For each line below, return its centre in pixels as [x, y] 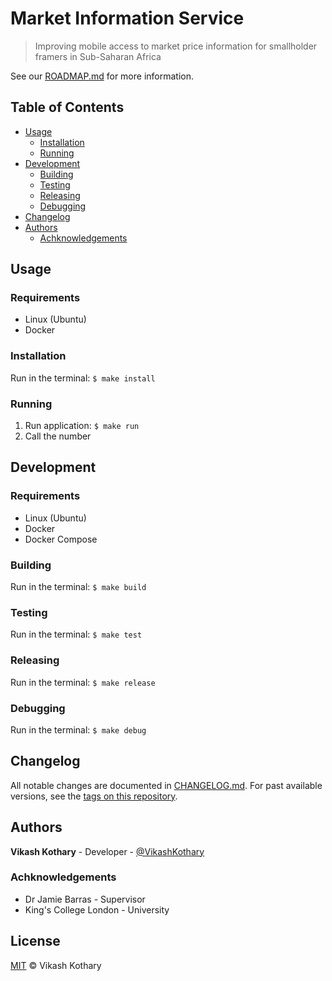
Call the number [58, 436]
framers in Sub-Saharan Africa [98, 56]
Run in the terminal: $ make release [83, 682]
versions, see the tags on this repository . [94, 796]
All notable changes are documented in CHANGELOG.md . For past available [166, 785]
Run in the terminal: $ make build [78, 587]
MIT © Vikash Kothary [56, 965]
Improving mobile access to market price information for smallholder [176, 46]
